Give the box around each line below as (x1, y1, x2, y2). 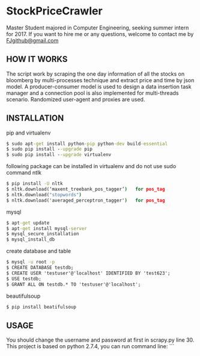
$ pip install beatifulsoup (6, 304, 77, 310)
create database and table (6, 247, 71, 255)
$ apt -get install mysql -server (6, 225, 87, 232)
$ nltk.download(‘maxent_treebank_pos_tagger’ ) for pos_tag (6, 186, 165, 193)
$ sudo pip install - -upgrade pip (6, 146, 93, 152)
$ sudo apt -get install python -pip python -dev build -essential (6, 140, 168, 146)
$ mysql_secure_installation (6, 231, 79, 237)
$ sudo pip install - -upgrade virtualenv (6, 152, 112, 158)
